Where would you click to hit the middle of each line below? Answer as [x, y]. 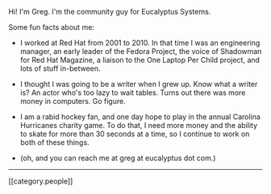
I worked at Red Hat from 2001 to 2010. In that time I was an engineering [140, 43]
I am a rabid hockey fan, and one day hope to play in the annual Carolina [140, 117]
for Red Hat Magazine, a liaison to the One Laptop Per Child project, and [140, 60]
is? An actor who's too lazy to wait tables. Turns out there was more [133, 93]
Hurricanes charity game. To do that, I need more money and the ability [139, 125]
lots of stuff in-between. [60, 68]
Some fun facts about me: [52, 27]
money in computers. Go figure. [73, 101]
